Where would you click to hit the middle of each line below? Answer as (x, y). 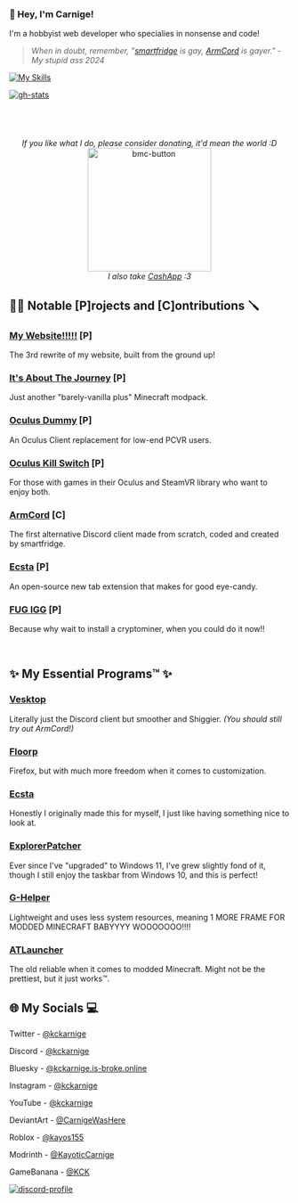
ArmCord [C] (37, 514)
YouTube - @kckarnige (51, 1102)
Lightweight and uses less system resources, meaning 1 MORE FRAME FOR (147, 917)
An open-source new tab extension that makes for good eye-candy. (133, 586)
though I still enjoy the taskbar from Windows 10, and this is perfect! (133, 875)
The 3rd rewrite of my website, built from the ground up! (113, 355)
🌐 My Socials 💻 (54, 1007)
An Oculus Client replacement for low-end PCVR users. (110, 439)
